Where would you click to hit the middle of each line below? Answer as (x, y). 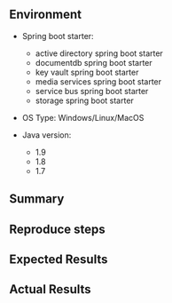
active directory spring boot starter (99, 53)
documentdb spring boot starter (94, 62)
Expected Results (59, 259)
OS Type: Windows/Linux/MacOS (83, 117)
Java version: (47, 135)
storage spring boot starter (85, 100)
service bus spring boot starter (92, 91)
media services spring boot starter (98, 81)
